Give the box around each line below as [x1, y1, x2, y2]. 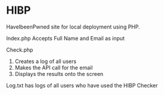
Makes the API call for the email [14, 64, 93, 71]
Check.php [6, 46, 33, 53]
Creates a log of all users [14, 58, 76, 65]
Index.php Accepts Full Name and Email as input [6, 34, 125, 42]
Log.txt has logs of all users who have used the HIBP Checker [6, 81, 158, 89]
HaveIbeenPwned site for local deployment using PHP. [6, 23, 140, 30]
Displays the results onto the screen [14, 70, 104, 77]
